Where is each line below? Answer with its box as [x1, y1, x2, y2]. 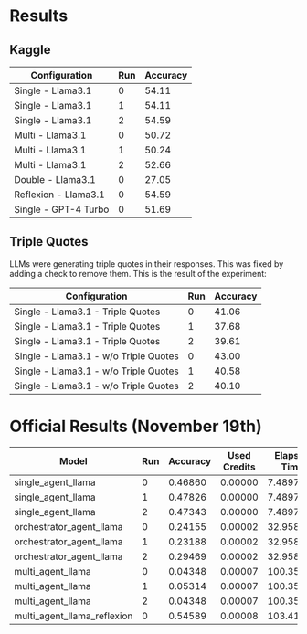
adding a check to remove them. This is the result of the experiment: [9, 268, 267, 279]
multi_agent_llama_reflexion [14, 609, 133, 622]
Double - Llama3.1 [14, 174, 96, 185]
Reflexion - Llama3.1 [14, 188, 105, 201]
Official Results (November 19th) [9, 417, 262, 437]
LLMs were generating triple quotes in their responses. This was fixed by [9, 258, 284, 269]
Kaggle [9, 42, 52, 58]
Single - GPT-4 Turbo [14, 203, 110, 216]
